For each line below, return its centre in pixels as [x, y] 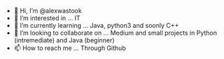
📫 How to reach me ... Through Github [70, 48]
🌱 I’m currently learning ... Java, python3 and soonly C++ [96, 25]
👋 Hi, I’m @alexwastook [48, 11]
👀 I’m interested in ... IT [47, 18]
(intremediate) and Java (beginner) [64, 40]
